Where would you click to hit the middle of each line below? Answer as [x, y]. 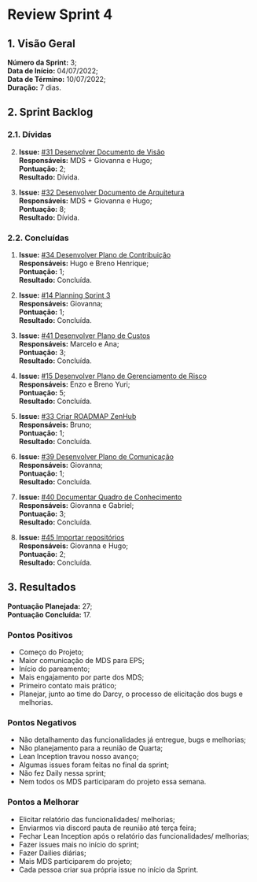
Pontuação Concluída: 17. [50, 614]
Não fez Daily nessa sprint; [62, 773]
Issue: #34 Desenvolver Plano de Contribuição [95, 254]
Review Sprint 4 [60, 15]
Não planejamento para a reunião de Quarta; [91, 748]
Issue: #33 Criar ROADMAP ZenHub [77, 416]
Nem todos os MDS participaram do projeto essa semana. [112, 782]
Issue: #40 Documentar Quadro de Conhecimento [100, 497]
